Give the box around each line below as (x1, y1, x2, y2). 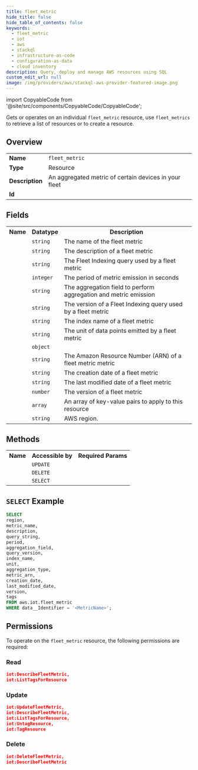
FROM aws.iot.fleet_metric (6, 599, 72, 605)
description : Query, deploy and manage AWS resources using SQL (6, 69, 167, 75)
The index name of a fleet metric (64, 317, 154, 325)
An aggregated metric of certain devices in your (48, 173, 181, 181)
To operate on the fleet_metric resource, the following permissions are (6, 637, 180, 644)
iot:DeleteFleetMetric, (6, 753, 65, 759)
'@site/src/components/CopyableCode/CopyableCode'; (6, 103, 143, 109)
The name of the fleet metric (64, 237, 143, 245)
